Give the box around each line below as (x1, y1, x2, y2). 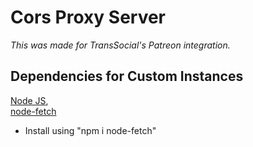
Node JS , (10, 94, 49, 106)
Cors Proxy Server (10, 6, 167, 29)
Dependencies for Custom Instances (10, 68, 244, 85)
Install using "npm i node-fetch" (24, 124, 157, 136)
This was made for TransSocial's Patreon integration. (10, 39, 231, 51)
